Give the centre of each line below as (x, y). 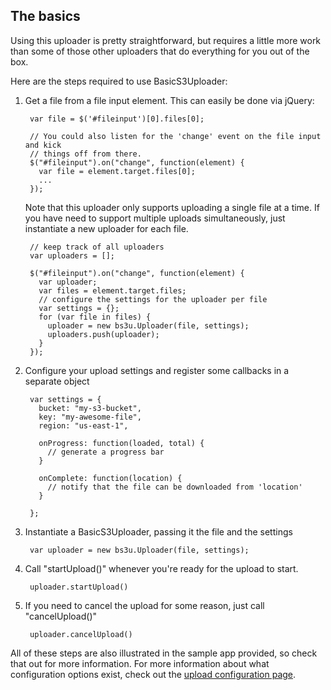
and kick (43, 145)
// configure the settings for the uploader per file (153, 299)
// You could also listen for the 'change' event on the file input (175, 136)
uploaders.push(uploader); (103, 334)
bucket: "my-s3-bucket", (90, 408)
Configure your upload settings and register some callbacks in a (157, 370)
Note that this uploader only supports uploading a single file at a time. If (172, 207)
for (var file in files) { (95, 317)
